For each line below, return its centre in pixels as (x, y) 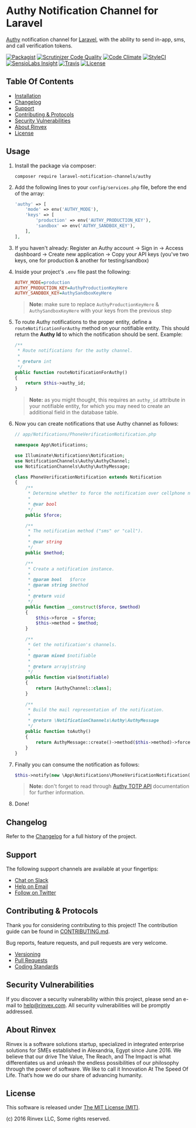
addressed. (20, 1012)
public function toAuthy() (58, 732)
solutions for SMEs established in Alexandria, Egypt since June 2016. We (94, 1050)
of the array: (30, 193)
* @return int (35, 361)
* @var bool (42, 504)
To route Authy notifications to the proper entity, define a (83, 322)
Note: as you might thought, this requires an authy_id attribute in (107, 400)
